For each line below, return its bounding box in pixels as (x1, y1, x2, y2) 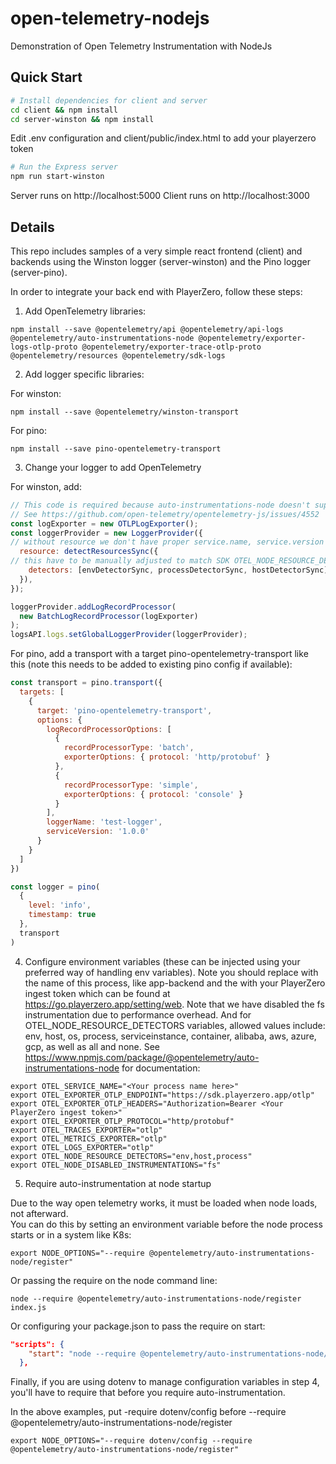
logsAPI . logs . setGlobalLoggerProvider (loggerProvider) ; (10, 630, 248, 640)
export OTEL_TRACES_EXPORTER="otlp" (10, 1125, 163, 1135)
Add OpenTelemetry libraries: (24, 305, 147, 317)
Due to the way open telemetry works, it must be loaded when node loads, (10, 1197, 318, 1209)
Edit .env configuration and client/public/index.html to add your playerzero (10, 132, 317, 144)
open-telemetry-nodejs (10, 7, 210, 30)
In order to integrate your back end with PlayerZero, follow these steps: (10, 285, 303, 297)
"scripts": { (10, 1339, 65, 1349)
